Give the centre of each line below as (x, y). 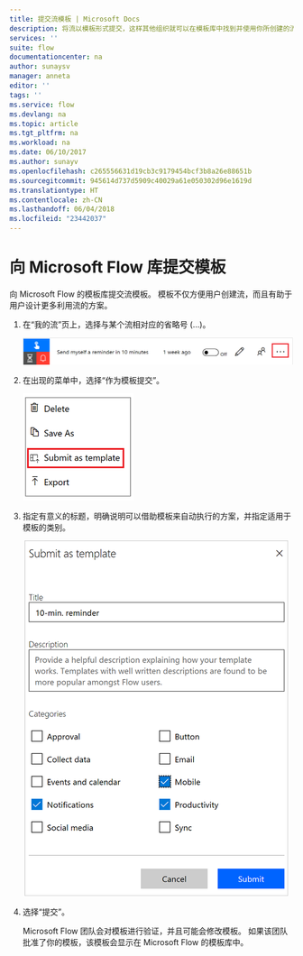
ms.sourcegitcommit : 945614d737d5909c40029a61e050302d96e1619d (131, 180)
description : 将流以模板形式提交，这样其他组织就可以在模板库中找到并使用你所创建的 (150, 28)
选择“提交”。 (46, 912)
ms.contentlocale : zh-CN (56, 200)
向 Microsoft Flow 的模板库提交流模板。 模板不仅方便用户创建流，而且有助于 (151, 294)
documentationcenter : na (56, 57)
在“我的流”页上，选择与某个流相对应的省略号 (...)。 (116, 324)
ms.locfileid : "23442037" (58, 219)
